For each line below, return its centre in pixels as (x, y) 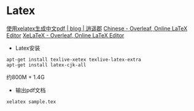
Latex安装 (28, 48)
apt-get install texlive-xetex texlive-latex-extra (74, 59)
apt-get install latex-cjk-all (46, 65)
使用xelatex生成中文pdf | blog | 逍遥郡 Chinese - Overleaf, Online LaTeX (97, 28)
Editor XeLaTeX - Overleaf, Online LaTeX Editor (65, 35)
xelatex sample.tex (31, 102)
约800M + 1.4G (25, 77)
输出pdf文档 (30, 90)
